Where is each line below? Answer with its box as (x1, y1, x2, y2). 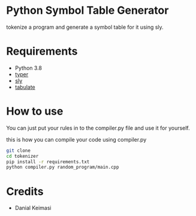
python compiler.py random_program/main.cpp (6, 164, 119, 170)
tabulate (14, 83, 36, 91)
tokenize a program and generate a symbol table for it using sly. (6, 23, 164, 31)
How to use (6, 104, 64, 118)
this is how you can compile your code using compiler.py (6, 136, 147, 143)
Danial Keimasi (14, 205, 52, 212)
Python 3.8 (14, 64, 42, 71)
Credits (6, 184, 44, 198)
